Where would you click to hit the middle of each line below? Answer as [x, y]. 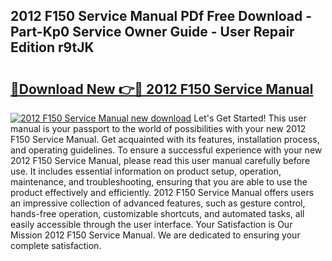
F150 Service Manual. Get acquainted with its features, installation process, [165, 139]
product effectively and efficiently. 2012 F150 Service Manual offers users [162, 192]
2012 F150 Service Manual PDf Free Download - [161, 16]
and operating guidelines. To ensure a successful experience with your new [166, 150]
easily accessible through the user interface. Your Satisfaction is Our [151, 224]
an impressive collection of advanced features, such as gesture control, [158, 203]
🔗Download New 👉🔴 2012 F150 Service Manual [162, 89]
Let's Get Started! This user [250, 118]
